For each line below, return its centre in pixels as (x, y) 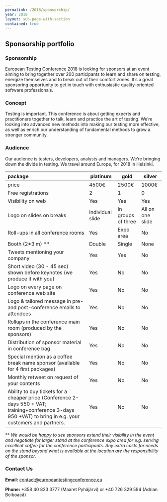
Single (125, 244)
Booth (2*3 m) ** (29, 244)
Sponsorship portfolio (40, 44)
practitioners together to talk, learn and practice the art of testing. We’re (79, 119)
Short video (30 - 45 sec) (38, 266)
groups (126, 215)
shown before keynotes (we (40, 272)
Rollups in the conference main (44, 322)
